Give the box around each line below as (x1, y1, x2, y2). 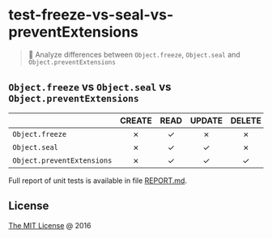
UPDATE (189, 115, 223, 126)
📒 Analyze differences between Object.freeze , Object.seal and (28, 49, 240, 59)
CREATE (120, 115, 152, 126)
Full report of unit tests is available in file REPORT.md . (8, 176, 188, 185)
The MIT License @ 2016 (8, 220, 91, 230)
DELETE (230, 115, 261, 126)
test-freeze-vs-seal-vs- (8, 6, 174, 24)
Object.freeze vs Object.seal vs (8, 80, 172, 94)
